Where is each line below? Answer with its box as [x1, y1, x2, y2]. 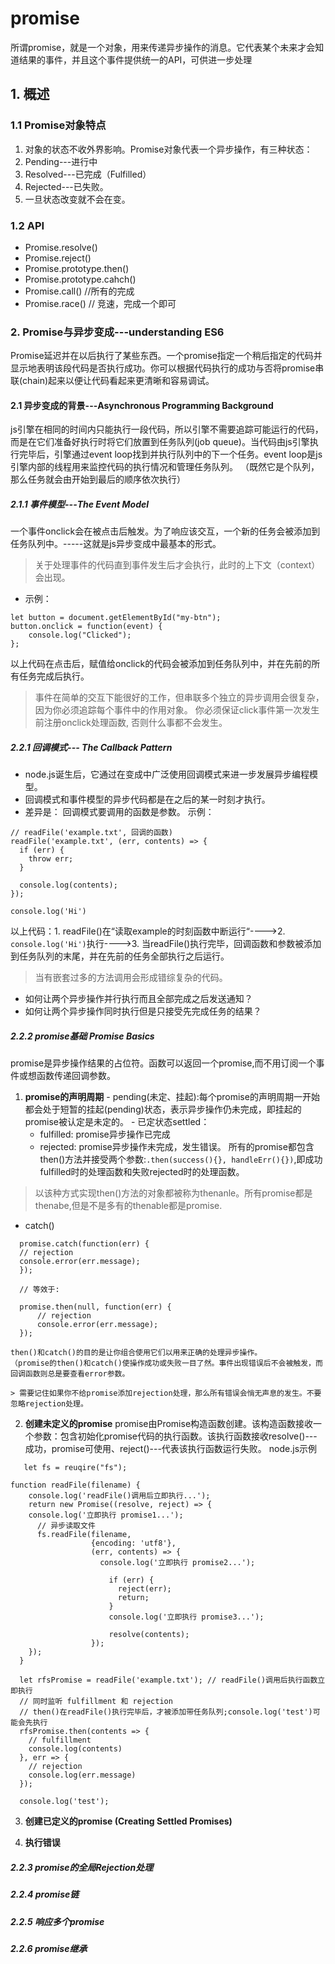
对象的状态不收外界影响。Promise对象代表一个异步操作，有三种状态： [24, 143, 313, 155]
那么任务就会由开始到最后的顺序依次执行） [10, 473, 186, 486]
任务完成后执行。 [18, 670, 90, 682]
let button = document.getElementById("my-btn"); [10, 613, 222, 623]
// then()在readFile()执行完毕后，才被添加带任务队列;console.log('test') [19, 1707, 313, 1717]
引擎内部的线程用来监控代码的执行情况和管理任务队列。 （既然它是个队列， [10, 461, 320, 473]
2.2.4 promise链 [10, 1888, 80, 1901]
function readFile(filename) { [10, 1480, 141, 1491]
